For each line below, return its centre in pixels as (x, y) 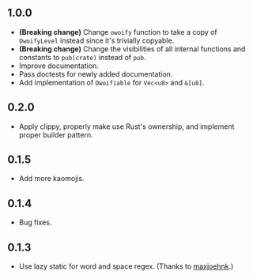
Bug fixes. (35, 222)
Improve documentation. (59, 66)
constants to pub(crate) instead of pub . (82, 57)
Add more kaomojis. (51, 179)
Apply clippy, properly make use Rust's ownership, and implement (126, 126)
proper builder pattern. (56, 134)
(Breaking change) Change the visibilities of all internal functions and (132, 49)
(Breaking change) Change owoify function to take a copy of (118, 32)
